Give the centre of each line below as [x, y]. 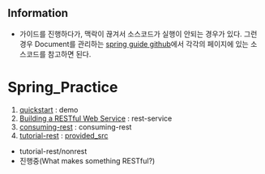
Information [38, 13]
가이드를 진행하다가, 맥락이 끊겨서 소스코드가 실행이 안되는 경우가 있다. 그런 [138, 34]
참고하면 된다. [69, 54]
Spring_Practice [63, 87]
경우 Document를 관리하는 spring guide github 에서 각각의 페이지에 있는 [134, 44]
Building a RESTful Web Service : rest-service [96, 118]
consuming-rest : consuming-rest [75, 127]
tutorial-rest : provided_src [64, 135]
